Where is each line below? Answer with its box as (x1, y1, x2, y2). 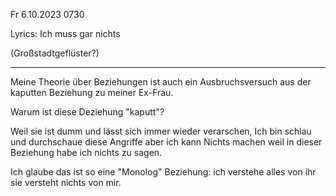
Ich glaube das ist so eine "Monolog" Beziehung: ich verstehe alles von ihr (10, 166, 317, 178)
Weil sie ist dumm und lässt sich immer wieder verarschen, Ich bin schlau (10, 125, 312, 137)
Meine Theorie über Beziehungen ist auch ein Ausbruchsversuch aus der (10, 76, 312, 88)
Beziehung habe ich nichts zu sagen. (10, 147, 163, 158)
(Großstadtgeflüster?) (10, 47, 100, 59)
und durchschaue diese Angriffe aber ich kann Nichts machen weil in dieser (10, 136, 323, 148)
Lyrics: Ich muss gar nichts (10, 28, 121, 39)
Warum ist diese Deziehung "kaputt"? (10, 106, 165, 118)
